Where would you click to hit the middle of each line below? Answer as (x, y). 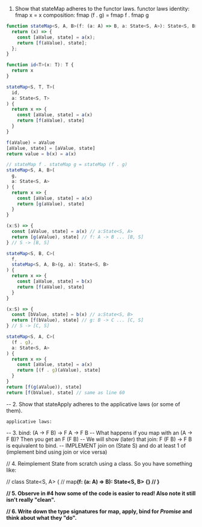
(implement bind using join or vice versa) (57, 452)
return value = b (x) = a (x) (41, 154)
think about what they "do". (41, 517)
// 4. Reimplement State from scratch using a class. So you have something (99, 463)
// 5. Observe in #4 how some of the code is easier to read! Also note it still (101, 493)
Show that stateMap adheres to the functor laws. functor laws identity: (102, 9)
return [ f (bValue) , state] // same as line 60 (66, 393)
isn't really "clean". (31, 499)
